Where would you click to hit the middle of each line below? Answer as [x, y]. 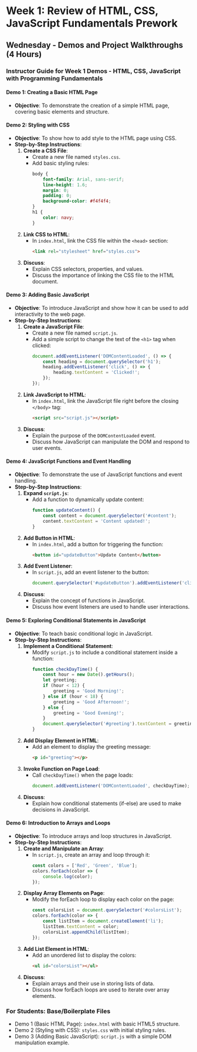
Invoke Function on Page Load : [61, 769]
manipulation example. [42, 1043]
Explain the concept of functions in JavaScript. [89, 600]
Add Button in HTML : [49, 538]
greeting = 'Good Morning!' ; [89, 691]
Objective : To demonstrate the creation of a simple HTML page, [92, 105]
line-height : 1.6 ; [65, 185]
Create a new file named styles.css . [76, 156]
